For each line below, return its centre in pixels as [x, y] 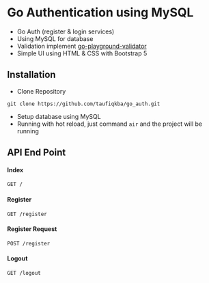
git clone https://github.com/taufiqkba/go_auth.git [84, 104]
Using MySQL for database [55, 38]
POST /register [29, 243]
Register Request [32, 229]
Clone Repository [41, 91]
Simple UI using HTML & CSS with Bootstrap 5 [82, 53]
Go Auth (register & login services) [66, 31]
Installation [31, 75]
